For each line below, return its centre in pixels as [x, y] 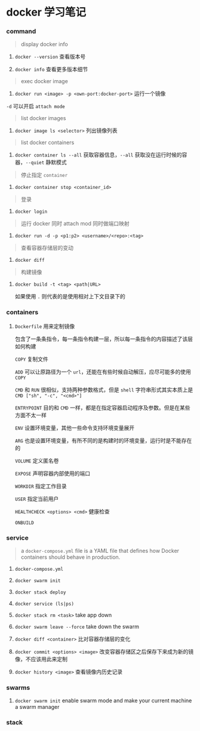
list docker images [43, 118]
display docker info [44, 44]
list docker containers [47, 143]
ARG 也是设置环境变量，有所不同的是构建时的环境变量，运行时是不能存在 [103, 441]
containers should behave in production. [70, 557]
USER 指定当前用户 [37, 498]
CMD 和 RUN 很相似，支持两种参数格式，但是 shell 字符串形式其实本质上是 [104, 390]
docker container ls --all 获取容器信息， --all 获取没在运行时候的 [98, 155]
